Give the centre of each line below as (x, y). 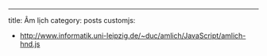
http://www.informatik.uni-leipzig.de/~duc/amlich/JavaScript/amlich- (133, 35)
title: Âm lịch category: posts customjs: (72, 20)
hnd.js (30, 44)
